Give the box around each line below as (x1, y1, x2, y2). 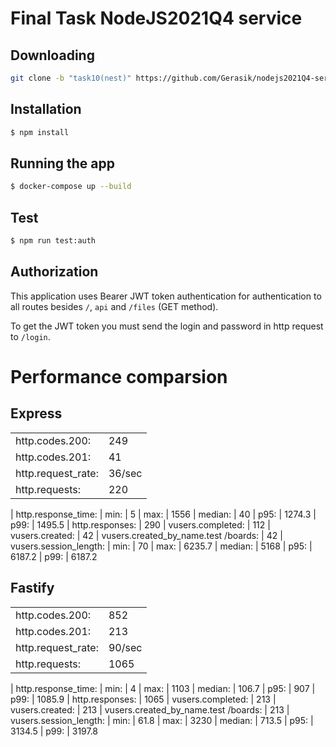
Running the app (10, 155, 115, 172)
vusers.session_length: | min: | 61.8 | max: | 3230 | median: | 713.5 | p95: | (10, 714, 314, 726)
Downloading (10, 47, 95, 64)
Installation (10, 101, 82, 118)
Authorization (10, 263, 99, 281)
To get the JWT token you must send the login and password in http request (10, 320, 324, 332)
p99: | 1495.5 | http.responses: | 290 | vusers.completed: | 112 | (10, 518, 271, 531)
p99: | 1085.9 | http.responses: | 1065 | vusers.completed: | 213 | (10, 693, 277, 705)
